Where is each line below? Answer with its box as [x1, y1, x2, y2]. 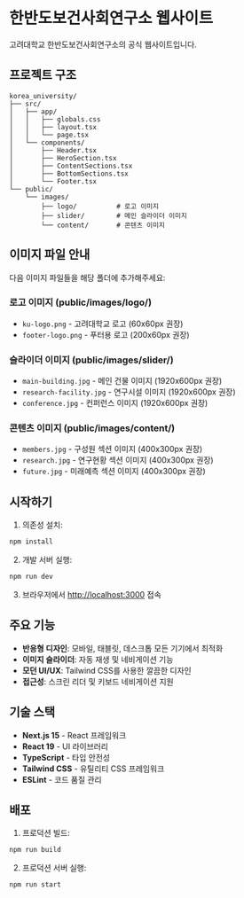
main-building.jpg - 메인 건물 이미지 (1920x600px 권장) [21, 376, 223, 387]
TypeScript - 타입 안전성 [21, 752, 111, 762]
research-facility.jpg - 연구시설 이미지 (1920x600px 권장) [21, 387, 237, 397]
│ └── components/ [9, 138, 86, 147]
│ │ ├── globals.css [9, 114, 101, 124]
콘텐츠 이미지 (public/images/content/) [9, 422, 176, 434]
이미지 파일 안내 [9, 247, 91, 262]
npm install [9, 537, 53, 546]
